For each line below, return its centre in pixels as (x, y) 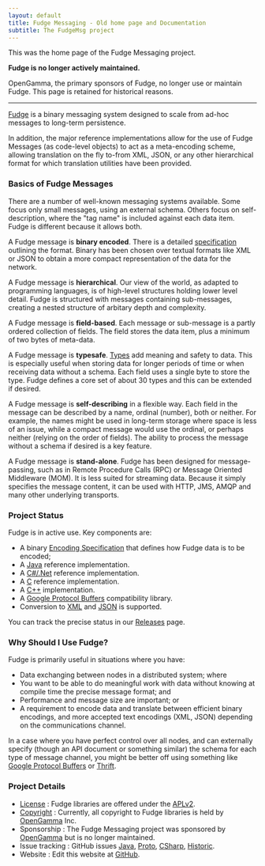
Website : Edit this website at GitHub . (80, 854)
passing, (22, 469)
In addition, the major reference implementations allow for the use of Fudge (131, 138)
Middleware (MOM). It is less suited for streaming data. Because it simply (127, 478)
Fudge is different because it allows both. (75, 226)
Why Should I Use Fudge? (58, 642)
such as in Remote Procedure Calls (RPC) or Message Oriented (140, 469)
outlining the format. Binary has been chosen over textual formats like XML (130, 250)
